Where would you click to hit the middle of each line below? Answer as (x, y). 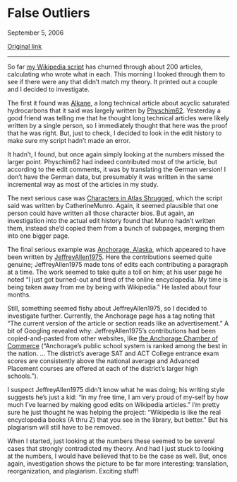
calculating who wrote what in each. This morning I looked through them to (116, 74)
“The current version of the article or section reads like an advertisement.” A (118, 323)
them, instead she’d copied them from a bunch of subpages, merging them (116, 228)
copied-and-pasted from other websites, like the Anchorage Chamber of (113, 338)
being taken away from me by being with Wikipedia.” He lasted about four (114, 287)
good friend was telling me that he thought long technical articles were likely (118, 117)
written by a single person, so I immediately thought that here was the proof (117, 125)
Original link (25, 46)
